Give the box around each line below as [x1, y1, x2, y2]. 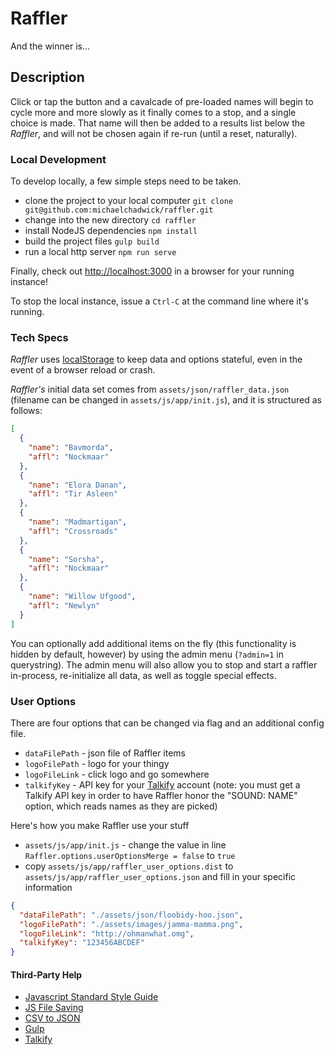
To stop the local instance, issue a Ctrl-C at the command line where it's [10, 295, 309, 307]
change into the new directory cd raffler [24, 214, 197, 226]
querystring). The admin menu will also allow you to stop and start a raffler [10, 658, 318, 671]
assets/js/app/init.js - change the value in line [24, 838, 227, 851]
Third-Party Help [10, 968, 83, 981]
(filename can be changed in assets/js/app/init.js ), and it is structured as [10, 394, 322, 406]
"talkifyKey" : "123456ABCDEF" [19, 938, 145, 948]
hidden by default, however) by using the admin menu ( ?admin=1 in [10, 648, 284, 660]
